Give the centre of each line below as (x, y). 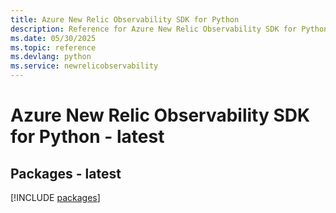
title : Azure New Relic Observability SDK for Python (125, 19)
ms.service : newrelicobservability (84, 66)
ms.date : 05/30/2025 (53, 38)
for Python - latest (87, 137)
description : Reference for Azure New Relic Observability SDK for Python (169, 29)
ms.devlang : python (51, 57)
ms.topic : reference (53, 47)
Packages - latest (66, 173)
